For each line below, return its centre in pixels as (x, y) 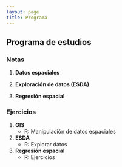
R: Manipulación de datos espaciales (70, 132)
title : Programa (27, 18)
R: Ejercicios (40, 157)
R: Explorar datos (46, 145)
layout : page (23, 12)
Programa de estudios (49, 42)
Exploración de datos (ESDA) (52, 84)
